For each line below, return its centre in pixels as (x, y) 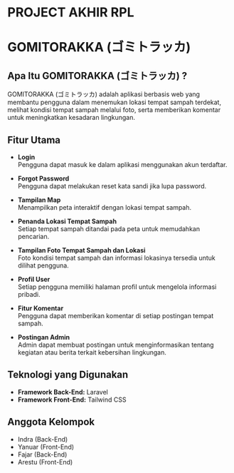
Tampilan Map (39, 200)
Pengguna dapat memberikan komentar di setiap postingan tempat (116, 316)
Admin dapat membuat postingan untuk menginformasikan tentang (116, 345)
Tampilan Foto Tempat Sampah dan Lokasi (81, 250)
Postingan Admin (44, 337)
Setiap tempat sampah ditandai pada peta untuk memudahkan (109, 229)
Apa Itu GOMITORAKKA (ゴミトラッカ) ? (97, 76)
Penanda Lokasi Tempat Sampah (67, 221)
